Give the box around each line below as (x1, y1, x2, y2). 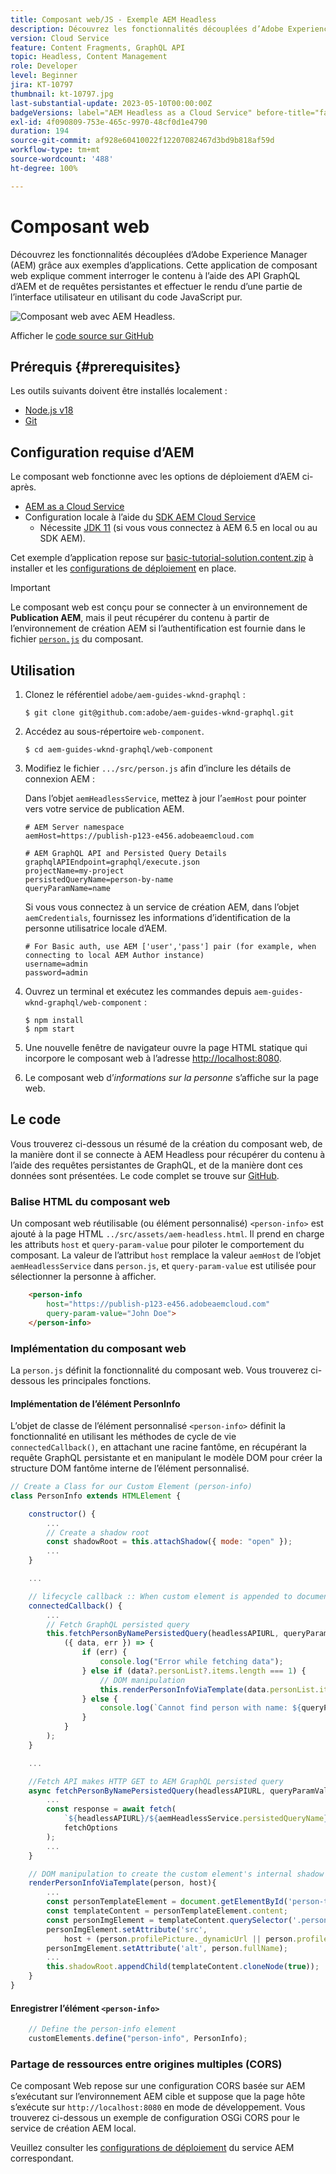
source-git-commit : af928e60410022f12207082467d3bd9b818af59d (10, 136, 275, 146)
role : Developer (10, 61, 78, 71)
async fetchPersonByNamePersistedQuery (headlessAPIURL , (28, 1786, 267, 1796)
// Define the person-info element (28, 2024, 177, 2035)
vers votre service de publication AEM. (24, 803, 185, 815)
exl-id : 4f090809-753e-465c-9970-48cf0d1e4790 (10, 117, 208, 127)
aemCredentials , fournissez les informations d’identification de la (24, 912, 291, 923)
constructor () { (28, 1509, 97, 1519)
